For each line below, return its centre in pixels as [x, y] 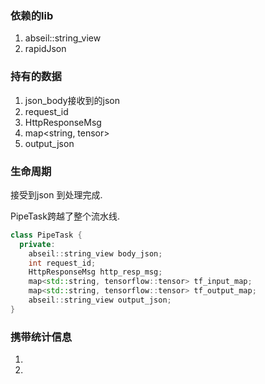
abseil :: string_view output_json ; [100, 300]
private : [37, 244]
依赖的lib [32, 15]
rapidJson [45, 49]
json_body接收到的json [72, 100]
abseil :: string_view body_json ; [95, 253]
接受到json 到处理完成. [56, 194]
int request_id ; [62, 263]
